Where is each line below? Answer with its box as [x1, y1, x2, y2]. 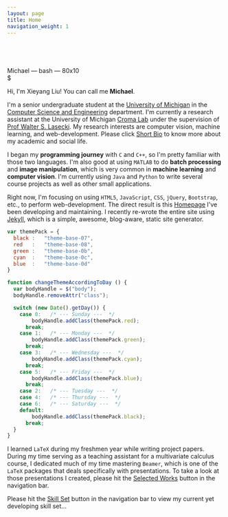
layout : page [7, 10, 45, 17]
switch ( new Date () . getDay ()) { [13, 304, 106, 311]
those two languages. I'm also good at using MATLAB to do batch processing [7, 158, 221, 166]
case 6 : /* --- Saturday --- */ [19, 401, 122, 408]
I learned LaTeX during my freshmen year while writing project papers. [7, 445, 205, 453]
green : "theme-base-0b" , [13, 247, 94, 255]
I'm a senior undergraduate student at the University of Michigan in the [7, 101, 208, 109]
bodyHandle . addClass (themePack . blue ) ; [32, 374, 143, 382]
